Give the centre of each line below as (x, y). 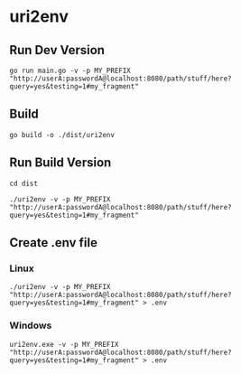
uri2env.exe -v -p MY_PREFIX (64, 344)
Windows (31, 325)
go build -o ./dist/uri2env (62, 135)
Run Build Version (60, 163)
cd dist (24, 183)
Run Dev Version (57, 50)
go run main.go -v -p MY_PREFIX (70, 70)
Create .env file (53, 243)
